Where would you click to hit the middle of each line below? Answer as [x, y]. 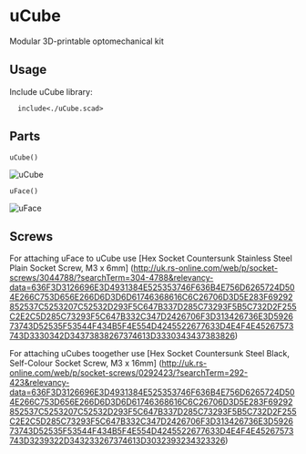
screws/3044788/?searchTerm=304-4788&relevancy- [112, 278]
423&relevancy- [40, 383]
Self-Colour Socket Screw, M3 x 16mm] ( [86, 363]
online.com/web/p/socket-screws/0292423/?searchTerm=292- [129, 373]
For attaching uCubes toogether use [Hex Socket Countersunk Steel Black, [149, 354]
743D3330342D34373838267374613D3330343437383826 [122, 336]
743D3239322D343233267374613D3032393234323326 [117, 441]
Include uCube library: [51, 91]
